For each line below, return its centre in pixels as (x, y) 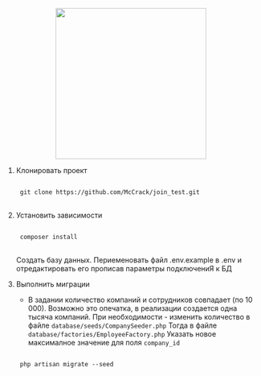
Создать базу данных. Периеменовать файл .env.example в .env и (129, 260)
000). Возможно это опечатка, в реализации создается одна (133, 308)
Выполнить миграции (53, 284)
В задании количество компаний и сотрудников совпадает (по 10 (140, 300)
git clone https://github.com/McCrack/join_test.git (110, 192)
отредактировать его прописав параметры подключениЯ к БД (124, 269)
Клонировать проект (51, 170)
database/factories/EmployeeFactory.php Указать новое (122, 334)
